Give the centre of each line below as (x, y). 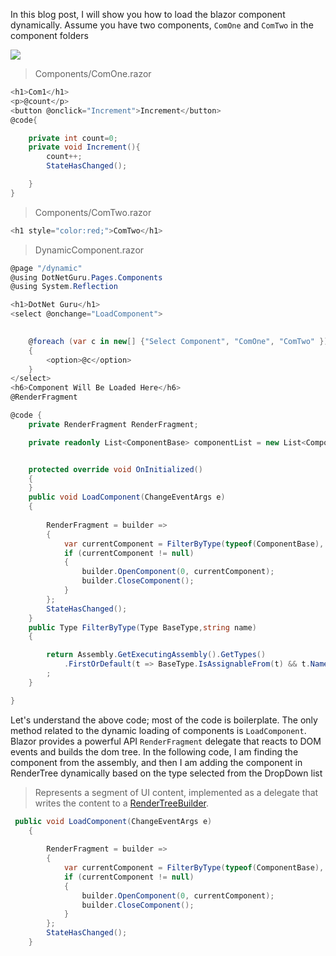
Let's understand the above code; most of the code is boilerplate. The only (164, 720)
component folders (49, 35)
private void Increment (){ (84, 147)
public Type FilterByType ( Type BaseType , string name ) (142, 627)
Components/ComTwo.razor (93, 212)
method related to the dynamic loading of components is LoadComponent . (158, 730)
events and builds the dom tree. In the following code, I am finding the (154, 751)
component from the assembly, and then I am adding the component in (156, 762)
